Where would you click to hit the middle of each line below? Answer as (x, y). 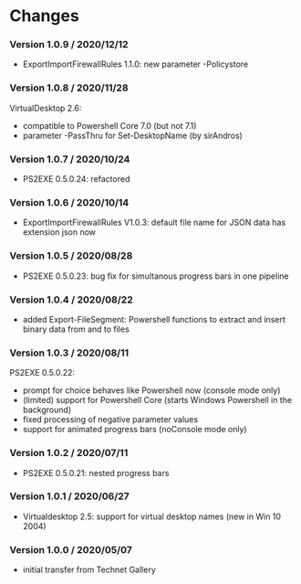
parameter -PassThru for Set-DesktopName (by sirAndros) (133, 135)
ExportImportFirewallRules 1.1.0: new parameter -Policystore (135, 64)
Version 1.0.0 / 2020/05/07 (71, 549)
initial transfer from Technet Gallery (89, 570)
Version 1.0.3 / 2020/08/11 (69, 353)
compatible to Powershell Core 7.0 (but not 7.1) (109, 125)
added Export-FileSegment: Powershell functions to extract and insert (154, 319)
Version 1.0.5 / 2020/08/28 (71, 256)
